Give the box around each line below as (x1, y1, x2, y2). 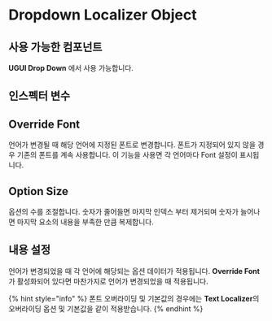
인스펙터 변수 (8, 89, 71, 103)
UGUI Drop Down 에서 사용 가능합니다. (8, 63, 134, 72)
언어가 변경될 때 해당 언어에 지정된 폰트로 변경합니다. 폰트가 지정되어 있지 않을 (8, 140, 257, 150)
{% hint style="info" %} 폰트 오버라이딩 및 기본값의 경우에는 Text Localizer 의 (8, 293, 260, 303)
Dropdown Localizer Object (8, 6, 197, 24)
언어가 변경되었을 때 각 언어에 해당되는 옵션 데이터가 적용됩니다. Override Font (8, 266, 261, 275)
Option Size (8, 184, 69, 198)
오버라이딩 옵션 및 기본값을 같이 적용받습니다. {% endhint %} (8, 303, 204, 314)
